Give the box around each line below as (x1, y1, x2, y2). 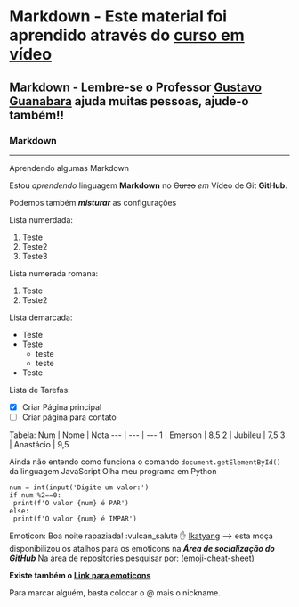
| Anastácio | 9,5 (9, 439, 69, 449)
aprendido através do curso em (9, 25, 245, 45)
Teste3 (21, 250, 48, 261)
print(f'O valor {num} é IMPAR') (12, 514, 138, 523)
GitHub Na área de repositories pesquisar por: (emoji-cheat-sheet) (9, 553, 255, 563)
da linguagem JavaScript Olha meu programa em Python (9, 466, 217, 476)
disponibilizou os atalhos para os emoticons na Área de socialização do (9, 544, 276, 554)
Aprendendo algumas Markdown (9, 162, 129, 173)
